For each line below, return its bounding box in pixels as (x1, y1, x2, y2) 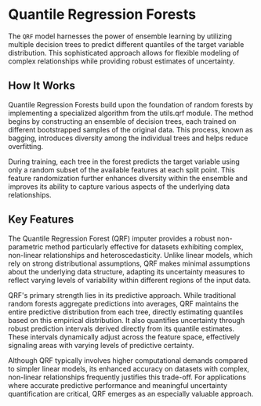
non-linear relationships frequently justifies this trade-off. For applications (8, 372, 247, 382)
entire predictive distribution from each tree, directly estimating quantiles (8, 307, 244, 317)
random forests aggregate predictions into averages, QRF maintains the (8, 299, 239, 308)
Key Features (8, 213, 74, 227)
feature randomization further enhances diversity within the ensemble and (8, 173, 248, 183)
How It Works (8, 79, 76, 92)
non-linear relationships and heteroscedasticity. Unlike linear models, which (8, 250, 253, 259)
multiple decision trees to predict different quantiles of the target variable (8, 39, 245, 49)
